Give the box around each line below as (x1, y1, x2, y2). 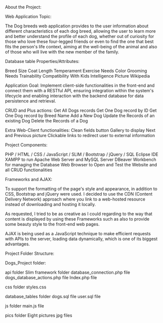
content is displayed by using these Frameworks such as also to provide (5, 216, 150, 222)
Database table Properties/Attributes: (5, 59, 80, 64)
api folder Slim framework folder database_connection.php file (5, 269, 130, 275)
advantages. (5, 241, 30, 247)
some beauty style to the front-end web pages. (5, 222, 100, 227)
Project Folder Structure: (5, 251, 54, 256)
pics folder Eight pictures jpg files (5, 312, 72, 318)
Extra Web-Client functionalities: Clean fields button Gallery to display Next (5, 127, 156, 133)
